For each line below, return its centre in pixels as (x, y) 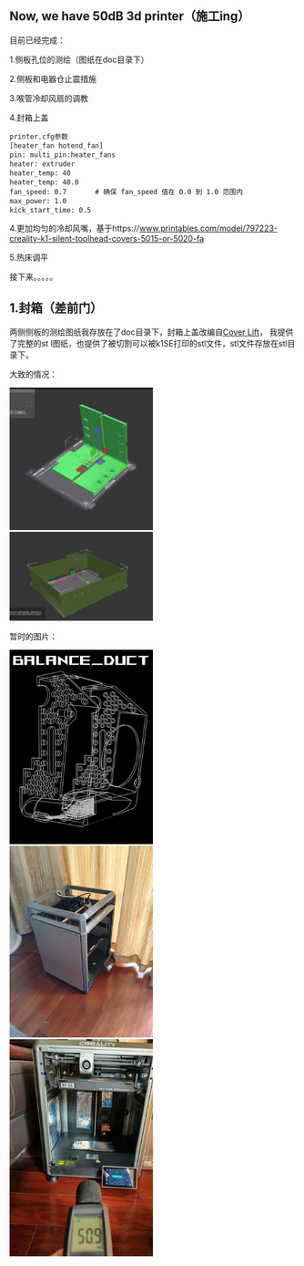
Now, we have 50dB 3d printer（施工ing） (130, 16)
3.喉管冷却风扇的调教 (49, 98)
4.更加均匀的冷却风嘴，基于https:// (75, 228)
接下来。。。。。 (33, 276)
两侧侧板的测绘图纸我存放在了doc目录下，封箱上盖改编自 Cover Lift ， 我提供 (152, 332)
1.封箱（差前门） (56, 308)
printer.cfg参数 (39, 136)
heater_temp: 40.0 (44, 182)
